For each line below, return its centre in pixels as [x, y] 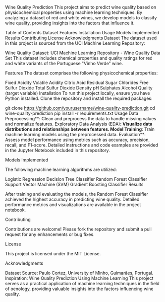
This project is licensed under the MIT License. [53, 254]
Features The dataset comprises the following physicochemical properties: [82, 73]
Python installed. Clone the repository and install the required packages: [79, 98]
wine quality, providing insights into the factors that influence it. [70, 23]
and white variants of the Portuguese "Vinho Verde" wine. [64, 63]
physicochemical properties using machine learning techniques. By [74, 12]
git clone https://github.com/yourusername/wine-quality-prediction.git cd [80, 108]
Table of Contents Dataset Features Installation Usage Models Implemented [82, 33]
